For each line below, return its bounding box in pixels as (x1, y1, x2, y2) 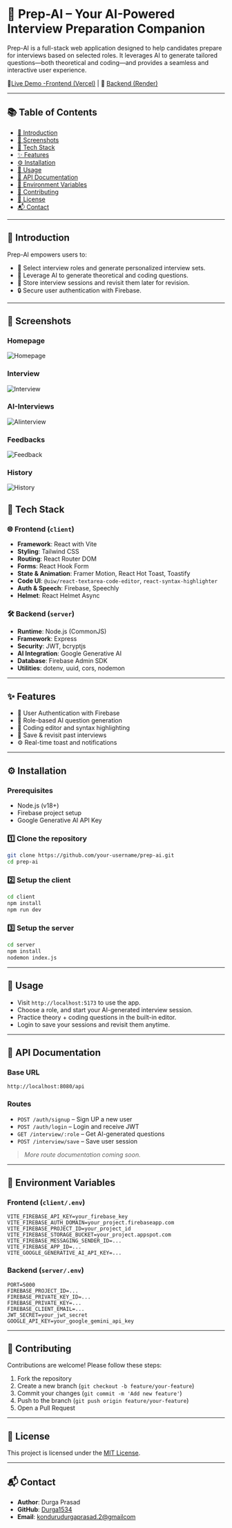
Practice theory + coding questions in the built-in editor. (17, 1013, 177, 1021)
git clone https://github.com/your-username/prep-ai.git (7, 852, 175, 859)
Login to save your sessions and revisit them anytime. (17, 1020, 171, 1029)
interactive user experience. (7, 66, 87, 74)
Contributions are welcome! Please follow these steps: (7, 1361, 162, 1370)
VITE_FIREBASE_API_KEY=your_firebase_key (7, 1213, 128, 1220)
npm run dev (7, 906, 41, 913)
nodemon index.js (7, 954, 57, 961)
